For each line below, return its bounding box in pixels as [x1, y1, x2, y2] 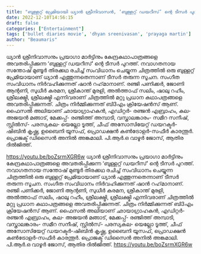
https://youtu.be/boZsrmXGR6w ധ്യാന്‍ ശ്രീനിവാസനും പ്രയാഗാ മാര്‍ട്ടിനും [6, 153, 183, 160]
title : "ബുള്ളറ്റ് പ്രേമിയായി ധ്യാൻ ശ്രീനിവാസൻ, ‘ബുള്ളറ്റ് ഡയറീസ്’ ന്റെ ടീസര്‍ [6, 8, 187, 15]
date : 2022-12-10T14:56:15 [6, 14, 74, 20]
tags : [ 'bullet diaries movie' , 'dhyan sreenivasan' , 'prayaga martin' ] [6, 31, 191, 37]
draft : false [6, 20, 39, 26]
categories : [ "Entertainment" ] [6, 25, 84, 32]
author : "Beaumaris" [6, 37, 58, 43]
